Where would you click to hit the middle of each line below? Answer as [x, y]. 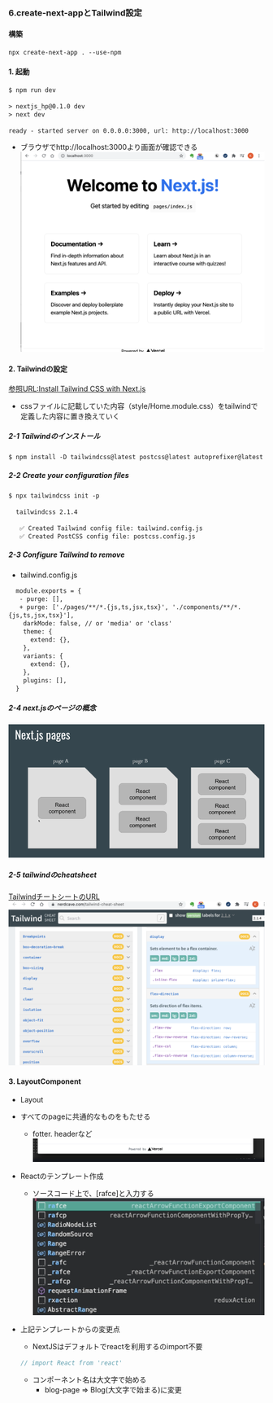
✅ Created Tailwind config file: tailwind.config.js [111, 528]
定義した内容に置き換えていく [70, 416]
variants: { [43, 656]
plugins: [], [45, 681]
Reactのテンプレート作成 [62, 1176]
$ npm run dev [32, 90]
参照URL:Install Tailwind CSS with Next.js [77, 388]
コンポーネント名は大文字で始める [89, 1379]
